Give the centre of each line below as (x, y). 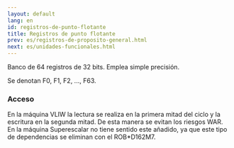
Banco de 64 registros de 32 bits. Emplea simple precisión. (93, 67)
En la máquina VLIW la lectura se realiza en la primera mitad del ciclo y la (114, 115)
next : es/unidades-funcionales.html (61, 47)
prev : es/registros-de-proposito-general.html (77, 40)
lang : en (20, 21)
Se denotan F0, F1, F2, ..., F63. (52, 81)
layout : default (31, 14)
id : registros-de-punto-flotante (57, 27)
